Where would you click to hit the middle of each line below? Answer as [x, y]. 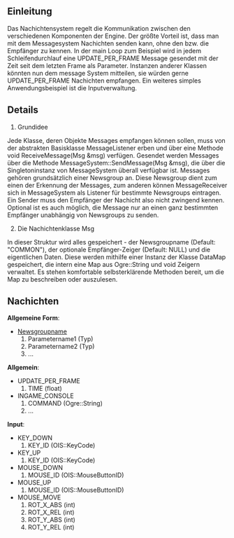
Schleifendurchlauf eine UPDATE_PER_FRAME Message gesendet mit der [113, 58]
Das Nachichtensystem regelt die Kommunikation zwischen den [99, 28]
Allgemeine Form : [34, 318]
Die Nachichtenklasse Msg [56, 228]
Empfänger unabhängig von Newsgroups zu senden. [83, 215]
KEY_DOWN [35, 438]
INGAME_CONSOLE [46, 396]
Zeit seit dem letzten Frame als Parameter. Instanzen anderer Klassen [107, 65]
